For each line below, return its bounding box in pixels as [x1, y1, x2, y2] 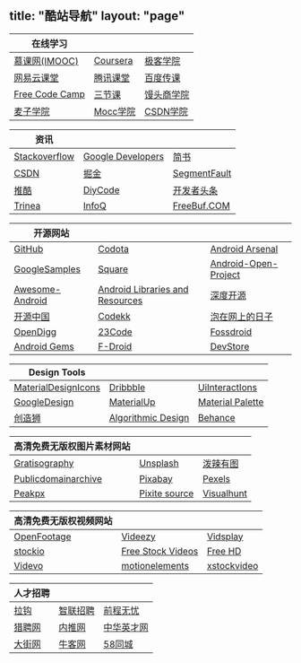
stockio [13, 545, 45, 557]
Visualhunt [202, 487, 248, 500]
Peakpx [13, 487, 46, 500]
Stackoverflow [13, 150, 74, 162]
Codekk [98, 310, 132, 322]
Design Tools [28, 366, 86, 379]
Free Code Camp [13, 88, 85, 100]
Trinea [13, 199, 41, 212]
